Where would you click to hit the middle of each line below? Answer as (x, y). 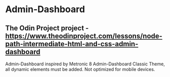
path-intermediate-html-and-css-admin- (72, 44)
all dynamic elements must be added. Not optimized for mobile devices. (80, 69)
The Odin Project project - (47, 28)
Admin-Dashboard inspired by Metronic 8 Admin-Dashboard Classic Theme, (85, 64)
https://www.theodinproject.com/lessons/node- (84, 36)
